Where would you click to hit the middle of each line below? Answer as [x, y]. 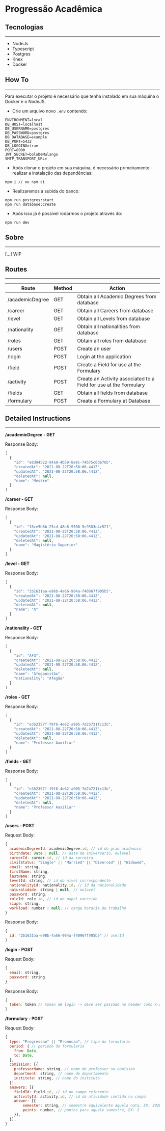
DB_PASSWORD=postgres [27, 133]
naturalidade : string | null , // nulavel [53, 890]
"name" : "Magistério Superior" [46, 545]
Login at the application [104, 357]
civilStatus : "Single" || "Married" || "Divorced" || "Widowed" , [78, 862]
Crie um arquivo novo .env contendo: [50, 111]
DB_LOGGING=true [22, 146]
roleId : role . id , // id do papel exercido [54, 899]
